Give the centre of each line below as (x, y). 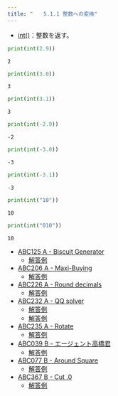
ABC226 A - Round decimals (59, 284)
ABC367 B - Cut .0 (45, 377)
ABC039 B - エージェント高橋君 (64, 343)
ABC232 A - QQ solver (51, 301)
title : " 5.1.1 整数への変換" (53, 14)
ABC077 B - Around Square (58, 360)
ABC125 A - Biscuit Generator (61, 251)
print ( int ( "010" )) (34, 225)
